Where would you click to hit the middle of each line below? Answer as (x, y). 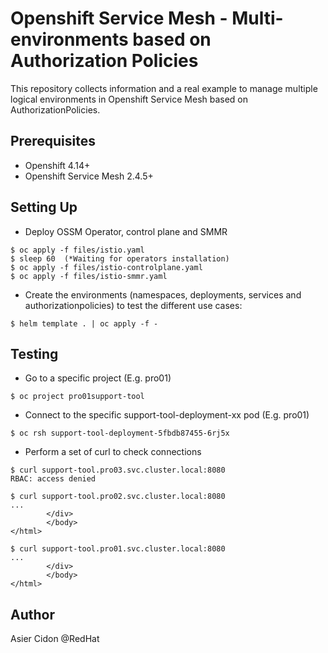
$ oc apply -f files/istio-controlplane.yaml (106, 267)
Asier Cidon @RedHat (55, 639)
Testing (34, 353)
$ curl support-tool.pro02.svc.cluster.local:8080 (118, 497)
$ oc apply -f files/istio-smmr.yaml (89, 276)
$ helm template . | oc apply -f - (84, 323)
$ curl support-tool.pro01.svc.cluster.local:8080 (118, 549)
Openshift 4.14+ (57, 165)
